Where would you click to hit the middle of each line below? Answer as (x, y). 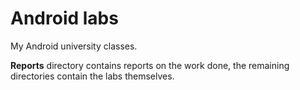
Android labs (64, 18)
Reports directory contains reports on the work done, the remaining (150, 65)
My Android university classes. (74, 46)
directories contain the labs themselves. (92, 76)
